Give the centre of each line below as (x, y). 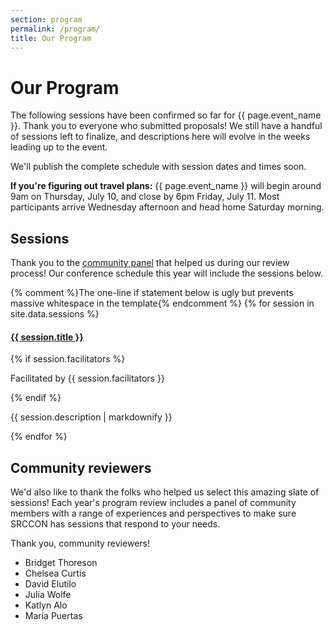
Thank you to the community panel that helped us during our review (150, 263)
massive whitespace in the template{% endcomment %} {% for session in (162, 303)
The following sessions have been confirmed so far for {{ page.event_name (166, 115)
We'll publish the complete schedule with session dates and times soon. (158, 167)
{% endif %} (36, 398)
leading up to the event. (59, 147)
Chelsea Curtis (55, 573)
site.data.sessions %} (55, 314)
